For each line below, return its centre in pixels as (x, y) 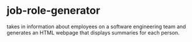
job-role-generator (54, 11)
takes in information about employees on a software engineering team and (96, 26)
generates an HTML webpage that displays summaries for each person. (93, 32)
